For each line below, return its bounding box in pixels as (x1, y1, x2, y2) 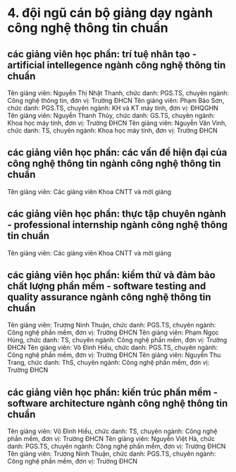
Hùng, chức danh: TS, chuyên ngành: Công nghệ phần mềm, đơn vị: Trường (7, 336, 228, 344)
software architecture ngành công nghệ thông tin (7, 397, 228, 409)
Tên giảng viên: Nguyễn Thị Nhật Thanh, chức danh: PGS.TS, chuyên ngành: (7, 89, 230, 97)
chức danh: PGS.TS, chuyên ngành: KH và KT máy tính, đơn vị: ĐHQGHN (7, 104, 218, 112)
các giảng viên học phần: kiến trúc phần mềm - (7, 386, 218, 398)
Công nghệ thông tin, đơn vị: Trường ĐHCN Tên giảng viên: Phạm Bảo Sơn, (7, 97, 225, 104)
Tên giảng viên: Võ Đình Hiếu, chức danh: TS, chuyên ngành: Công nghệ (7, 427, 218, 435)
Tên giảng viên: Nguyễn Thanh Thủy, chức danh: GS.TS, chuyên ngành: (7, 111, 216, 119)
